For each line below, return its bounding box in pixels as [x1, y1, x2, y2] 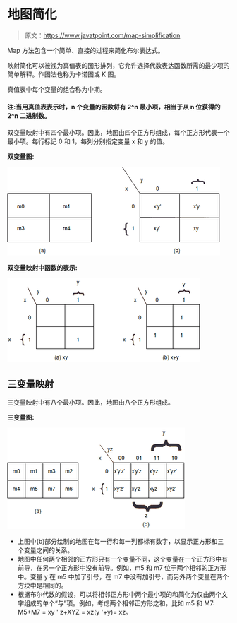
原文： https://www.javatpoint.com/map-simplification [24, 31, 181, 40]
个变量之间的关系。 [17, 545, 74, 554]
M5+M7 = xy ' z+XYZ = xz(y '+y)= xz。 [17, 607, 133, 616]
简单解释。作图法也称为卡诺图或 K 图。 [7, 70, 121, 78]
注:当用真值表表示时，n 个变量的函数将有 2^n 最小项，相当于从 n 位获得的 [7, 102, 221, 111]
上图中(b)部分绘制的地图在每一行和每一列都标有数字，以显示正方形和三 [17, 537, 224, 545]
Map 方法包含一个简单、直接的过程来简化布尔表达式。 [7, 46, 164, 54]
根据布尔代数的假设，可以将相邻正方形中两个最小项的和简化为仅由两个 [17, 590, 222, 598]
